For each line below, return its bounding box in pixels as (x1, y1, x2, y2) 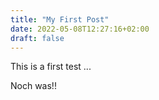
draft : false (10, 33, 65, 43)
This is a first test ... (10, 61, 92, 73)
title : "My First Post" (10, 14, 110, 25)
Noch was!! (10, 80, 57, 92)
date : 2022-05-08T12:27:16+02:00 (10, 24, 150, 34)
